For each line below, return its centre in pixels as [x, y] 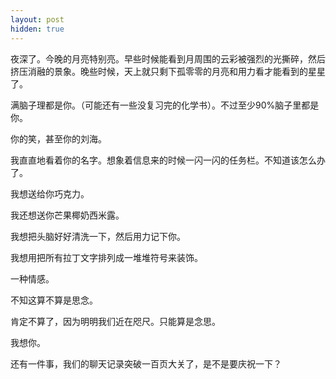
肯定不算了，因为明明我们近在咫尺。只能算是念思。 [115, 321]
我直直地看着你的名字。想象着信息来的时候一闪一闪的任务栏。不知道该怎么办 [168, 160]
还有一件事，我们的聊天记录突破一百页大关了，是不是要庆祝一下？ [146, 363]
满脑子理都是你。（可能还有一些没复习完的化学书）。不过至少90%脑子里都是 [165, 105]
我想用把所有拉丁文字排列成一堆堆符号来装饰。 [106, 257]
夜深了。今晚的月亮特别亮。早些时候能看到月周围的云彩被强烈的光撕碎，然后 [168, 58]
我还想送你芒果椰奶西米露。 [67, 215]
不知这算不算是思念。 [54, 300]
